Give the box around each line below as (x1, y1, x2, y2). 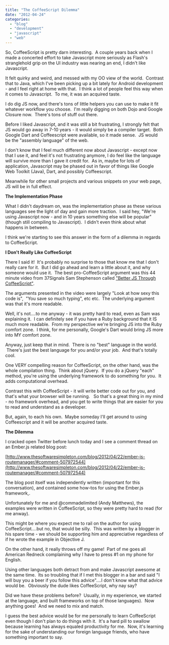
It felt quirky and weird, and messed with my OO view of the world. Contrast (5, 75, 164, 81)
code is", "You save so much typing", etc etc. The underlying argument (5, 295, 155, 301)
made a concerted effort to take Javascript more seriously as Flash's (5, 54, 148, 60)
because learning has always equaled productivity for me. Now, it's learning (5, 623, 164, 629)
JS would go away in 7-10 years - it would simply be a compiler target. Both (5, 126, 163, 132)
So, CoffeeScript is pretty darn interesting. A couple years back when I (5, 49, 153, 55)
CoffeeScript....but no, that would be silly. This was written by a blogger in (5, 525, 160, 531)
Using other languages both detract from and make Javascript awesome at (5, 567, 161, 573)
